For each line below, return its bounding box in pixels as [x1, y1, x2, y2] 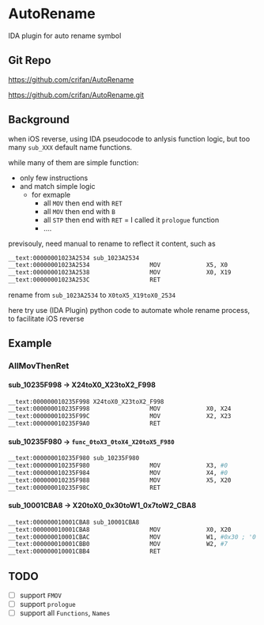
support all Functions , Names [19, 608, 111, 618]
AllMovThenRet [8, 360, 70, 371]
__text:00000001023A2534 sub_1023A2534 [8, 254, 140, 262]
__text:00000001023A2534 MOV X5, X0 [8, 262, 228, 269]
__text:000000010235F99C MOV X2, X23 [8, 412, 232, 420]
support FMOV [19, 590, 62, 601]
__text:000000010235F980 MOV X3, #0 [8, 461, 228, 470]
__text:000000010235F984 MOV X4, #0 [8, 469, 228, 477]
